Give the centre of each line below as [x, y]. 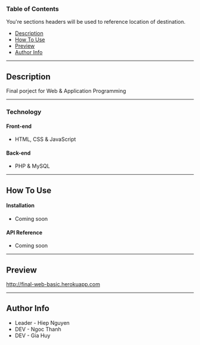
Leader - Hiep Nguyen [42, 322]
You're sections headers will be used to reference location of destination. [96, 22]
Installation [20, 206]
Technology [24, 112]
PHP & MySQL [32, 166]
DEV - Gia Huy [32, 335]
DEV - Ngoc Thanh [38, 329]
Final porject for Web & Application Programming [66, 91]
